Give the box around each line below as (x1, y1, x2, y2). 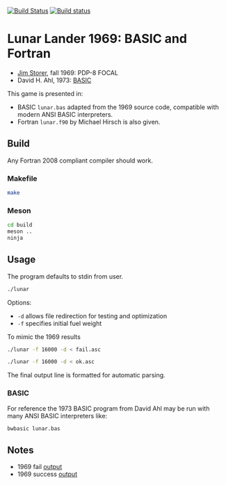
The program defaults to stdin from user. (7, 272, 124, 281)
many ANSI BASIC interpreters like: (7, 411, 108, 420)
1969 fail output (17, 463, 63, 471)
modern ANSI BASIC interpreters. (17, 110, 113, 118)
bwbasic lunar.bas (7, 425, 60, 432)
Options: (7, 298, 32, 306)
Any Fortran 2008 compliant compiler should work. (7, 156, 153, 165)
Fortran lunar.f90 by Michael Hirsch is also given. (17, 117, 161, 126)
